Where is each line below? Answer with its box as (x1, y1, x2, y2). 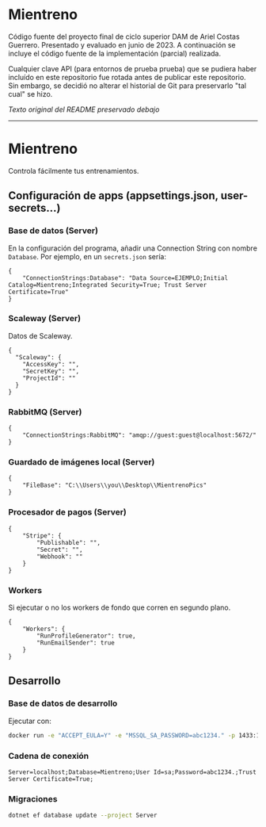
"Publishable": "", (36, 538, 101, 546)
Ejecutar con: (8, 716, 51, 726)
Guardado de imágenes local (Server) (8, 457, 155, 468)
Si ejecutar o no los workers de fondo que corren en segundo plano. (8, 603, 231, 612)
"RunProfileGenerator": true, (36, 632, 136, 640)
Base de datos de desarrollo (8, 698, 118, 709)
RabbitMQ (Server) (8, 406, 82, 417)
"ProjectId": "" (22, 374, 77, 382)
